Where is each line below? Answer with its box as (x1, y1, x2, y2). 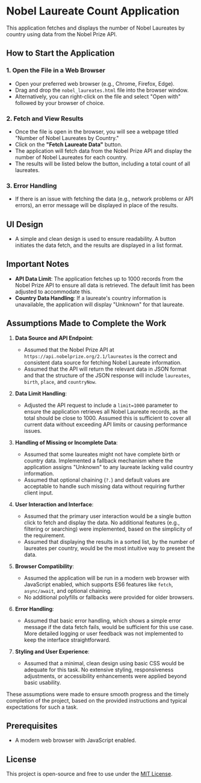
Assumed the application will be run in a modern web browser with (23, 574, 190, 581)
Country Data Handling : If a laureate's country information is (14, 294, 167, 301)
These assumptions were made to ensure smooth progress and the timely (6, 690, 190, 698)
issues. (23, 427, 42, 434)
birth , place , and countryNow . (23, 378, 97, 385)
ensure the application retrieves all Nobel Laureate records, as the (23, 407, 188, 415)
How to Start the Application (6, 48, 115, 59)
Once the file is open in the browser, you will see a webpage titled (14, 128, 179, 135)
